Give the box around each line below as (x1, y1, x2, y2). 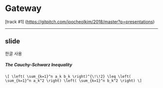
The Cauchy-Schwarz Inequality (5, 62, 73, 68)
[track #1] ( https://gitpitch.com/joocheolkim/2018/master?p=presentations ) (5, 19, 155, 25)
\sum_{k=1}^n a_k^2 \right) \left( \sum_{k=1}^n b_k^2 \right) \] (5, 78, 142, 83)
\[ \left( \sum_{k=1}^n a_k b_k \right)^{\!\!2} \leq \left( (5, 74, 131, 79)
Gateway (5, 3, 42, 14)
